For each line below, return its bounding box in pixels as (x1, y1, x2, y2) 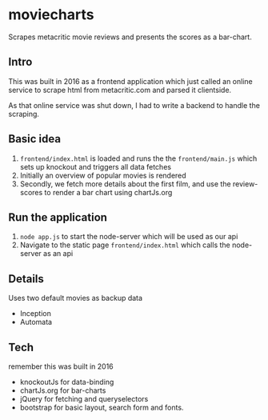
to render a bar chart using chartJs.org (44, 187, 173, 197)
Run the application (8, 210, 108, 224)
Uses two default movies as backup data (8, 294, 142, 303)
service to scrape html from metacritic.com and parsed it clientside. (8, 85, 232, 94)
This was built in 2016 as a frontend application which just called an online (8, 76, 254, 86)
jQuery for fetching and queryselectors (19, 394, 149, 403)
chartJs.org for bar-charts (19, 386, 106, 395)
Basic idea (8, 132, 62, 146)
